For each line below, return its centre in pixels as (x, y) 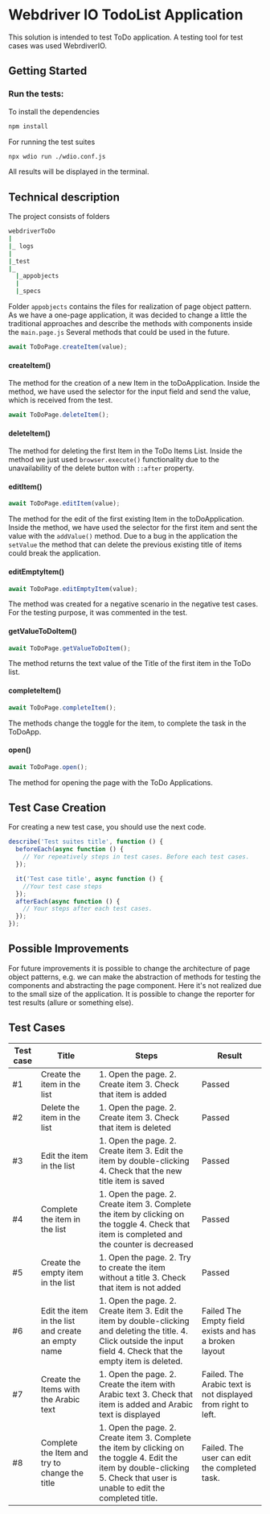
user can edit (227, 1458)
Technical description (64, 197)
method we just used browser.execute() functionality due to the (114, 460)
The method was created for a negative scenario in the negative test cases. (133, 604)
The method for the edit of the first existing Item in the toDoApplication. (127, 519)
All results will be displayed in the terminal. (79, 172)
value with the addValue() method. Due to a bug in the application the (123, 536)
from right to (225, 1404)
